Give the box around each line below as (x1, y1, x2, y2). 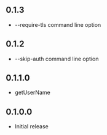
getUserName (14, 89, 50, 97)
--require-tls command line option (14, 21, 101, 28)
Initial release (14, 123, 49, 130)
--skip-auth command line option (14, 55, 99, 62)
